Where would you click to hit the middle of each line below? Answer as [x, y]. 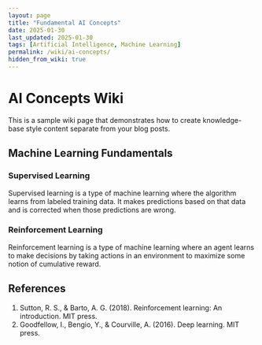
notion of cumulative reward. [55, 264]
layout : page [30, 15]
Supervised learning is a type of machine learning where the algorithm [122, 193]
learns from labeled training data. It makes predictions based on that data [127, 201]
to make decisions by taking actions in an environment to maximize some [127, 255]
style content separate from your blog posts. [98, 128]
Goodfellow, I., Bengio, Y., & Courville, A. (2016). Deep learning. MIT [129, 325]
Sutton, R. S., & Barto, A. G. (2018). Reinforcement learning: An [121, 307]
